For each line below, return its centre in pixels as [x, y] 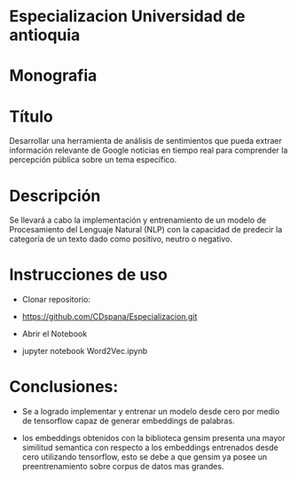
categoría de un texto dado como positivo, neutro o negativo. [121, 239]
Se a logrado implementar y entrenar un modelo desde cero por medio [151, 412]
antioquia [45, 35]
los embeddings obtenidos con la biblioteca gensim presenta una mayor [153, 438]
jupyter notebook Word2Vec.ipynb [85, 351]
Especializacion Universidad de [127, 16]
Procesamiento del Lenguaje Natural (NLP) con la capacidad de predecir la [146, 230]
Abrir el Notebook [55, 334]
